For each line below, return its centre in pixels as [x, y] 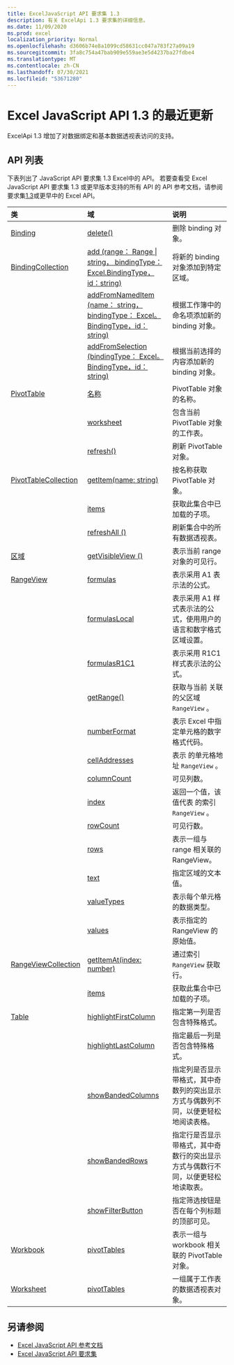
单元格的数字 [200, 732]
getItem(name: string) [123, 480]
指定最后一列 [193, 1035]
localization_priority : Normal [53, 40]
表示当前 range [197, 551]
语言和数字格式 [197, 630]
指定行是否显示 [197, 1135]
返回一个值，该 [197, 792]
